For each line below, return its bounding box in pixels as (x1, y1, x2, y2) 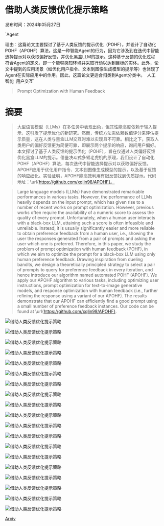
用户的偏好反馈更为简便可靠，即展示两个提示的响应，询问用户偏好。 (21, 142, 159, 148)
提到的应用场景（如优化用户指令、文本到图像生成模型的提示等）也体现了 (13, 66, 160, 72)
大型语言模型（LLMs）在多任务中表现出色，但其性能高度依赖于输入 (17, 123, 153, 130)
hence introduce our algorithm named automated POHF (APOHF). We (17, 272, 158, 278)
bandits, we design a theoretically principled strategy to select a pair (17, 262, 156, 267)
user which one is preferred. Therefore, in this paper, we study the (17, 240, 151, 246)
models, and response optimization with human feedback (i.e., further (17, 287, 158, 293)
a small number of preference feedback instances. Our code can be (17, 303, 154, 309)
